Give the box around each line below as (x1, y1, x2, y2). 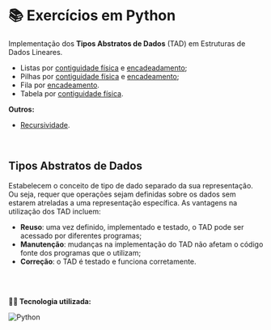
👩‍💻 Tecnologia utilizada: (8, 296, 91, 306)
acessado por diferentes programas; (19, 231, 142, 240)
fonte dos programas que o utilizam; (19, 247, 142, 257)
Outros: (8, 104, 35, 114)
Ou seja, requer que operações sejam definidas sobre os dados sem (8, 189, 236, 199)
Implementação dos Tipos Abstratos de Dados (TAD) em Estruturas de (8, 38, 246, 49)
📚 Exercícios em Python (8, 6, 176, 25)
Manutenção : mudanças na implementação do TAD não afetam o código (19, 239, 264, 249)
